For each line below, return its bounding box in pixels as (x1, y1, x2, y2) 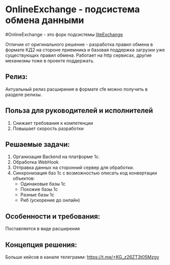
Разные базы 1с (20, 192, 55, 198)
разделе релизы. (5, 91, 42, 98)
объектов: (12, 175, 35, 182)
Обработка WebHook (12, 159, 59, 165)
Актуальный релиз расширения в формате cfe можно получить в (5, 86, 148, 92)
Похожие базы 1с (20, 186, 58, 192)
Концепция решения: (5, 240, 78, 249)
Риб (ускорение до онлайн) (20, 197, 80, 203)
